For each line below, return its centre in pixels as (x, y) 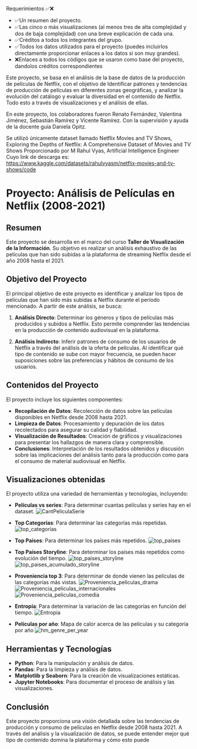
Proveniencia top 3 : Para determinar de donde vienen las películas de (99, 576)
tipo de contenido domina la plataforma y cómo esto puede (78, 740)
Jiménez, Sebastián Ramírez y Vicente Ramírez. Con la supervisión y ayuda (97, 120)
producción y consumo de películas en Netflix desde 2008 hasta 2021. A (94, 727)
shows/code (21, 170)
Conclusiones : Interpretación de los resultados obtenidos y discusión (99, 448)
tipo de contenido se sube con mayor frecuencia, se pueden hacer (95, 354)
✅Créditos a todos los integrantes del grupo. (69, 40)
